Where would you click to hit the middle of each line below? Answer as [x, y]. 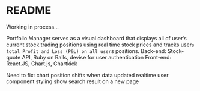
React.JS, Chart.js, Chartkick [42, 64]
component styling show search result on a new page [73, 81]
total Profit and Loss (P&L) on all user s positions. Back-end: [86, 51]
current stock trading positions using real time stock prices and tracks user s [100, 45]
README [29, 10]
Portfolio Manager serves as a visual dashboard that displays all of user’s [97, 38]
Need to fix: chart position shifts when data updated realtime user [87, 75]
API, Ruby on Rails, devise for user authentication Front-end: [96, 57]
